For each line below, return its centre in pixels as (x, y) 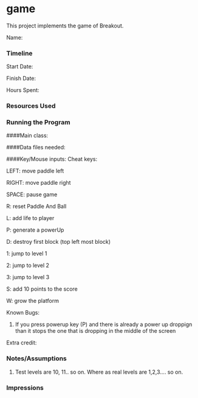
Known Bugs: (23, 313)
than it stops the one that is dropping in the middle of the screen (95, 331)
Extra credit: (22, 343)
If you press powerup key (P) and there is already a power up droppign (104, 324)
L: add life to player (30, 218)
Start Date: (20, 66)
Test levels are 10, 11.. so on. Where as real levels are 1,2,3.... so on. (99, 372)
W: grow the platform (33, 301)
